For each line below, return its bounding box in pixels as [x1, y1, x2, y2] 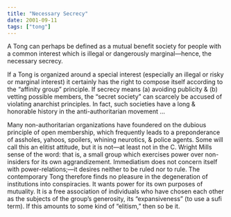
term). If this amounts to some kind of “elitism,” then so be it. [7, 202, 180, 211]
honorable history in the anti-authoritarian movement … [7, 107, 165, 115]
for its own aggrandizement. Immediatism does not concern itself [31, 158, 218, 166]
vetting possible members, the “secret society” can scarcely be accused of [7, 93, 223, 101]
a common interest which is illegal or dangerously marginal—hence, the [7, 49, 212, 58]
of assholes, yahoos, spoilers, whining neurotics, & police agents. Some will [7, 136, 223, 144]
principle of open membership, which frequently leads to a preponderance [7, 128, 221, 136]
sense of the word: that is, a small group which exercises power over [7, 150, 204, 159]
